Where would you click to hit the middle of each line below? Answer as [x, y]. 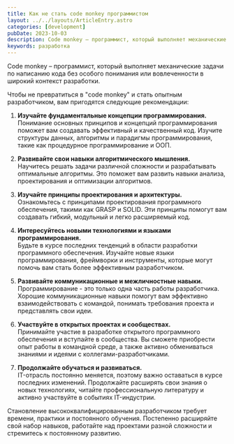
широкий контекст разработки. [54, 81]
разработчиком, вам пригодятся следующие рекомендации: [98, 102]
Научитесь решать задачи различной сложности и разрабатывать [117, 166]
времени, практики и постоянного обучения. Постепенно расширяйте [112, 418]
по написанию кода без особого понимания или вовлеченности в [105, 73]
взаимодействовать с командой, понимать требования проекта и [116, 303]
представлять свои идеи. [55, 311]
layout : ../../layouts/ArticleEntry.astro [70, 20]
